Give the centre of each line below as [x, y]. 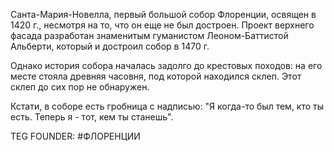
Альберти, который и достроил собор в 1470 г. [110, 46]
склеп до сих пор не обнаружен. [80, 87]
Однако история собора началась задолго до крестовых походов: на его [166, 65]
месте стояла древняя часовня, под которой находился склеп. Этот [156, 76]
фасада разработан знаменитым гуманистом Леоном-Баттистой [149, 35]
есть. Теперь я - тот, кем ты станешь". [92, 117]
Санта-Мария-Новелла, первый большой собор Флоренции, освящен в [163, 14]
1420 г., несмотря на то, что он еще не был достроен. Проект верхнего [162, 25]
